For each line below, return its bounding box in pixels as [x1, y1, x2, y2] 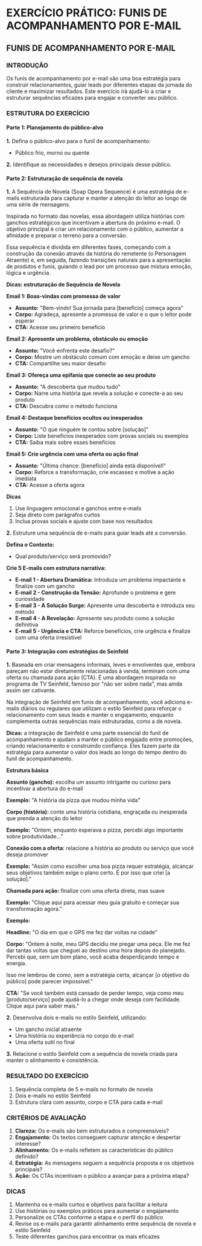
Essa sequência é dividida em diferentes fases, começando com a [6, 243, 171, 251]
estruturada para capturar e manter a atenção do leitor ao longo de [21, 194, 187, 202]
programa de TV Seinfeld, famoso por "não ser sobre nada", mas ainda [6, 680, 183, 688]
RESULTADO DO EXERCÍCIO [6, 1072, 89, 1081]
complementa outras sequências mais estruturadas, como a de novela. [6, 718, 183, 725]
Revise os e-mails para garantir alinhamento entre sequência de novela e [14, 1220, 197, 1227]
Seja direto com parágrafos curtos [14, 511, 101, 519]
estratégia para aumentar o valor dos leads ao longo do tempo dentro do [6, 749, 187, 756]
